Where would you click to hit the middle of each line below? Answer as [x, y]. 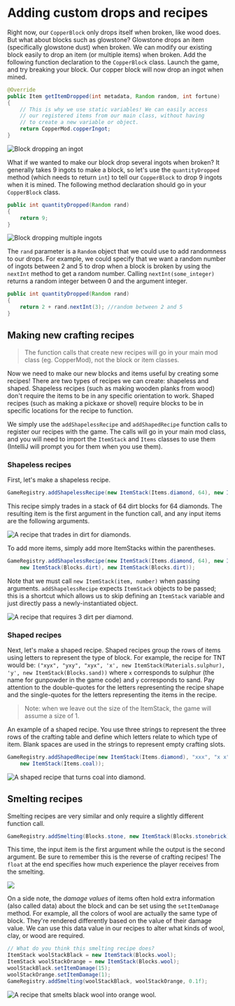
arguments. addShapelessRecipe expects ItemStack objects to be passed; [112, 588]
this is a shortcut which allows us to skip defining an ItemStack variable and [116, 595]
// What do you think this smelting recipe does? [81, 949]
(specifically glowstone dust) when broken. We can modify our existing [109, 47]
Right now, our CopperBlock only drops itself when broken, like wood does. [114, 32]
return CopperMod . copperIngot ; [65, 129]
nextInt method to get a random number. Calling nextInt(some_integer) [111, 274]
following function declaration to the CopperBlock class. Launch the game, [113, 62]
